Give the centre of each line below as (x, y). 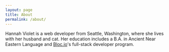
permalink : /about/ (26, 19)
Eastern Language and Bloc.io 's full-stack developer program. (70, 44)
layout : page (19, 10)
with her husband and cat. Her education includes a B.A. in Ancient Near (80, 39)
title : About (19, 15)
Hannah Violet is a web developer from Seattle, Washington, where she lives (84, 34)
